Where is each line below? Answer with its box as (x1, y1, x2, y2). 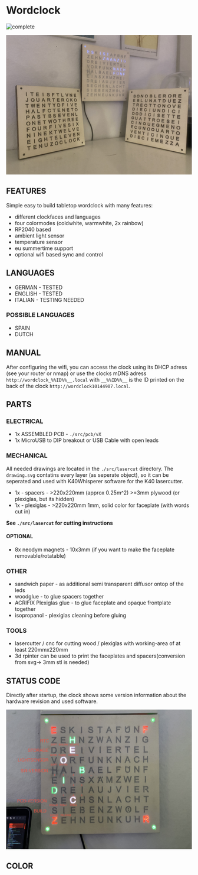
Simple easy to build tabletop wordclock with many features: (6, 201, 153, 209)
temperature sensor (14, 238, 63, 245)
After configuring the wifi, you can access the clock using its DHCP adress (6, 363, 187, 370)
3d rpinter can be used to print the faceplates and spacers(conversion (14, 652, 186, 659)
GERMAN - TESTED (14, 284, 63, 291)
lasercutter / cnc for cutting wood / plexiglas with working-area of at (14, 640, 181, 647)
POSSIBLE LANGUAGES (6, 311, 75, 319)
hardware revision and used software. (6, 698, 98, 705)
